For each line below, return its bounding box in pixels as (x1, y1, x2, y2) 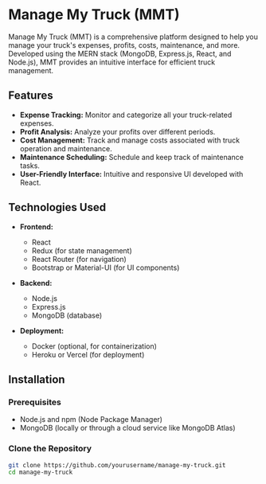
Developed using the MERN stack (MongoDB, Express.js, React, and (8, 49, 232, 58)
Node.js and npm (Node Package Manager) (19, 415, 163, 424)
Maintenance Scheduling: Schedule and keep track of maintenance (19, 152, 244, 162)
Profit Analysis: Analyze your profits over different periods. (19, 127, 216, 136)
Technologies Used (8, 201, 106, 214)
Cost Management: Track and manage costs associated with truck (19, 135, 241, 145)
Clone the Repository (8, 443, 92, 455)
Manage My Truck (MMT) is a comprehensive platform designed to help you (8, 32, 259, 41)
